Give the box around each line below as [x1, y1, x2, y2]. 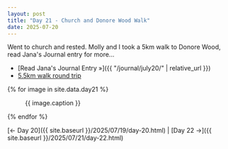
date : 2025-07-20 [7, 23, 59, 30]
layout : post [7, 10, 46, 18]
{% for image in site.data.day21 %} [7, 85, 109, 94]
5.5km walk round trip [17, 71, 81, 80]
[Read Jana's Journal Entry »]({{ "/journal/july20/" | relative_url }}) [17, 64, 211, 73]
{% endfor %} [7, 112, 48, 121]
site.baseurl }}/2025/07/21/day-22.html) [7, 133, 124, 142]
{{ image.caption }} [25, 99, 81, 107]
